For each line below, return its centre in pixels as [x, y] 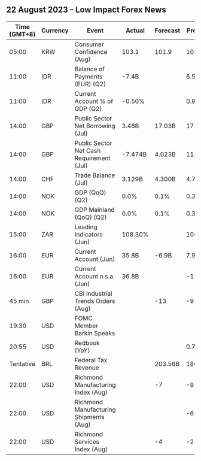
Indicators [89, 234]
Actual [135, 31]
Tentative [22, 363]
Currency [55, 31]
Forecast [167, 31]
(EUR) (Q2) [90, 84]
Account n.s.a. [95, 276]
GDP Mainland [95, 210]
